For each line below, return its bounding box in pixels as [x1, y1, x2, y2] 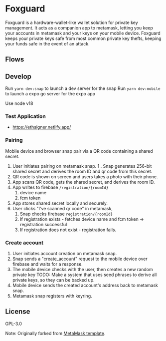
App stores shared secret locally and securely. [12, 200, 108, 206]
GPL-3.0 [5, 321, 22, 327]
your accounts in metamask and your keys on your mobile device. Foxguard [5, 30, 161, 36]
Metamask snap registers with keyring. [12, 293, 92, 299]
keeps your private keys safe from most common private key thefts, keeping [5, 35, 162, 41]
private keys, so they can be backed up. [12, 277, 95, 283]
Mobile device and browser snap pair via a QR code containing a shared [5, 148, 153, 154]
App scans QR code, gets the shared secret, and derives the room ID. [12, 179, 155, 185]
